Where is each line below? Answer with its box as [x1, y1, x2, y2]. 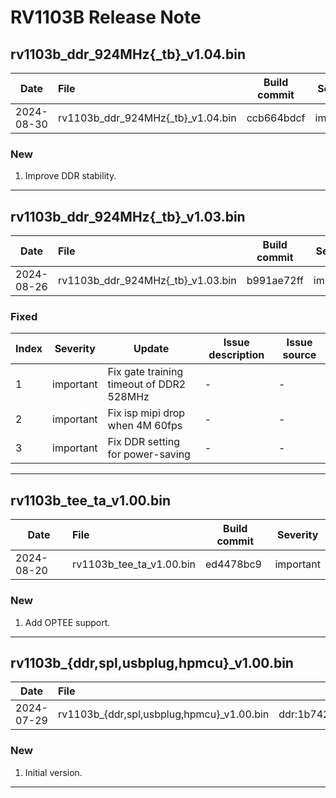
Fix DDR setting [107, 435, 180, 449]
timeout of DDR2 [107, 377, 187, 391]
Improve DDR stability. [24, 170, 117, 182]
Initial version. [24, 766, 83, 778]
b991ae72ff [246, 274, 304, 288]
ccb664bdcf [246, 111, 306, 125]
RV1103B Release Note [10, 6, 202, 29]
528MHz [107, 390, 150, 404]
